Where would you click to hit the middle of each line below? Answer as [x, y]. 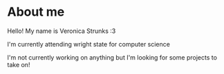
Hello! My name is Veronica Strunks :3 [62, 31]
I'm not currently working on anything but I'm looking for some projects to [112, 57]
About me [36, 12]
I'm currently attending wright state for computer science [89, 44]
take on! [19, 64]
